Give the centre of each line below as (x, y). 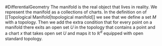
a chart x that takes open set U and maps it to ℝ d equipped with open (74, 33)
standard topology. (24, 38)
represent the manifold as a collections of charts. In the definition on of (76, 12)
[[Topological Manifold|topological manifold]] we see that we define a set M (81, 17)
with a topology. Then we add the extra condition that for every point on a (79, 22)
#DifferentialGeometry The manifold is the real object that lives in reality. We (81, 7)
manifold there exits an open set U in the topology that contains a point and (80, 27)
